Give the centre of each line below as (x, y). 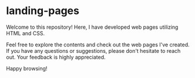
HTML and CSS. (26, 33)
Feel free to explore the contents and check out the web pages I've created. (98, 45)
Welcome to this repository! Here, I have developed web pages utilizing (92, 27)
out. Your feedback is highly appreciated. (56, 57)
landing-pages (43, 11)
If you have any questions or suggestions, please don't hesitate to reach (93, 50)
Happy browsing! (27, 68)
